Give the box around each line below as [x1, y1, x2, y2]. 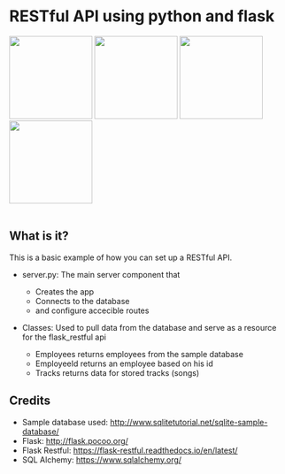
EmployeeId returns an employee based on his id [35, 358, 214, 369]
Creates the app [35, 286, 95, 297]
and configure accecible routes [35, 305, 150, 316]
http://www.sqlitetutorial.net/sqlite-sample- [110, 417, 268, 427]
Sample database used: [21, 417, 109, 427]
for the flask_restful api [21, 332, 106, 342]
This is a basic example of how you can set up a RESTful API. [9, 252, 233, 263]
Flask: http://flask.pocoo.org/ [21, 435, 128, 446]
